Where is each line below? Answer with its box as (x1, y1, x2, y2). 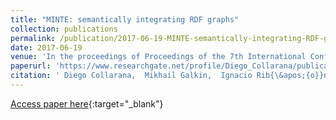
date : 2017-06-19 (10, 42, 83, 53)
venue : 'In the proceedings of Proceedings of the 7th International (10, 52, 307, 62)
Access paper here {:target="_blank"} (10, 97, 164, 110)
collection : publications (10, 24, 118, 34)
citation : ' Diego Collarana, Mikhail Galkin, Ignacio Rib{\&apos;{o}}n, (10, 71, 333, 81)
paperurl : (10, 61, 52, 71)
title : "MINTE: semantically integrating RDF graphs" (10, 14, 240, 25)
